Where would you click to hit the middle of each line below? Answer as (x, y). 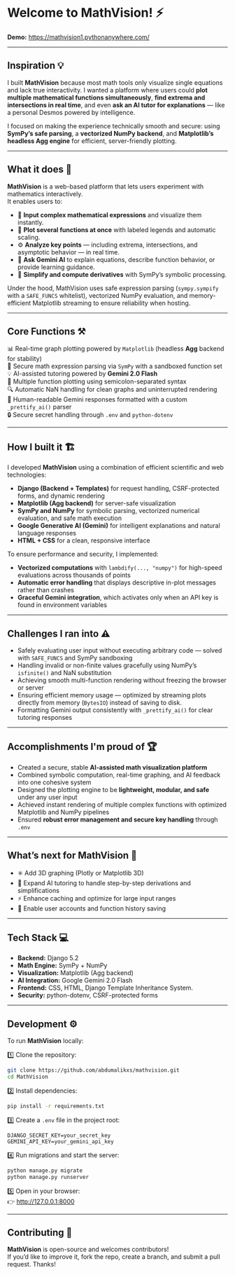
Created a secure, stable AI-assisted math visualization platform (112, 767)
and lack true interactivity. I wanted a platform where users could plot (107, 90)
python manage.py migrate (45, 1171)
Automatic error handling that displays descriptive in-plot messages (117, 582)
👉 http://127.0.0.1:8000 (41, 1201)
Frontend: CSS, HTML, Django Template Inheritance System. (105, 988)
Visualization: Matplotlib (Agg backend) (76, 973)
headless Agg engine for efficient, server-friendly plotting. (92, 141)
